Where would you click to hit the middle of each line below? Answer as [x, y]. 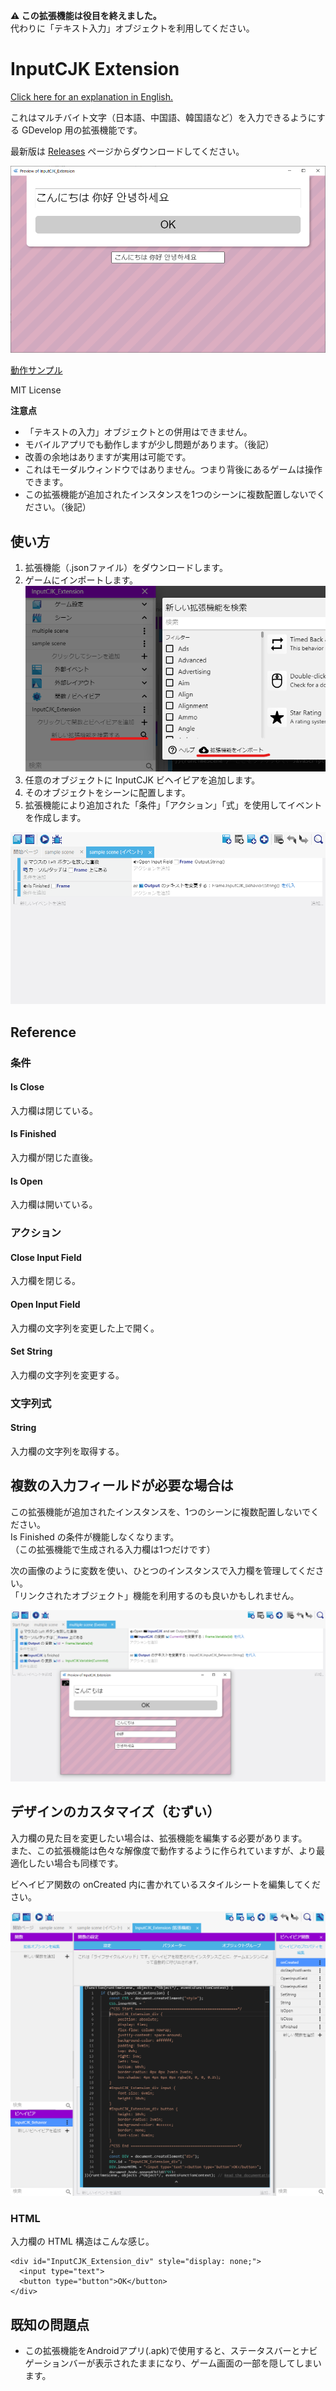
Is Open [26, 1181]
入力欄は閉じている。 [54, 1110]
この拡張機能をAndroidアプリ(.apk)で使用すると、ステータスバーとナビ [171, 2351]
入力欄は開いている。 [54, 1205]
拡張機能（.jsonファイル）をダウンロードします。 [126, 567]
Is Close [27, 1087]
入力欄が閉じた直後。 [54, 1158]
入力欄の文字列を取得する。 [67, 1451]
